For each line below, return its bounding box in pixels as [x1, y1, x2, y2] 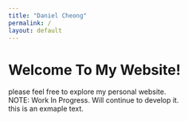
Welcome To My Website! [8, 60, 181, 79]
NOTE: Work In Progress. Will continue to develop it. [8, 96, 179, 105]
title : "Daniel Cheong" [8, 11, 88, 20]
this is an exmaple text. [8, 104, 84, 114]
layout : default [8, 26, 62, 34]
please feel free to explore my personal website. [8, 87, 166, 96]
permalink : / [8, 19, 52, 27]
